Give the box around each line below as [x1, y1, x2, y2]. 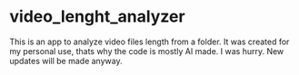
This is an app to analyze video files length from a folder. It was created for [9, 36, 290, 47]
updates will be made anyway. [9, 55, 123, 66]
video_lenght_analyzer [9, 6, 185, 27]
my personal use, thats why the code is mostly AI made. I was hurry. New [9, 45, 284, 56]
